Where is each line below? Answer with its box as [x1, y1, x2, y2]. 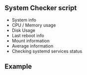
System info [11, 17, 37, 23]
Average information [11, 43, 54, 49]
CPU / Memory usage [11, 22, 56, 28]
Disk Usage [11, 27, 36, 33]
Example [4, 62, 32, 71]
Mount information [11, 38, 50, 44]
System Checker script [4, 4, 77, 12]
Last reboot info [11, 32, 44, 38]
